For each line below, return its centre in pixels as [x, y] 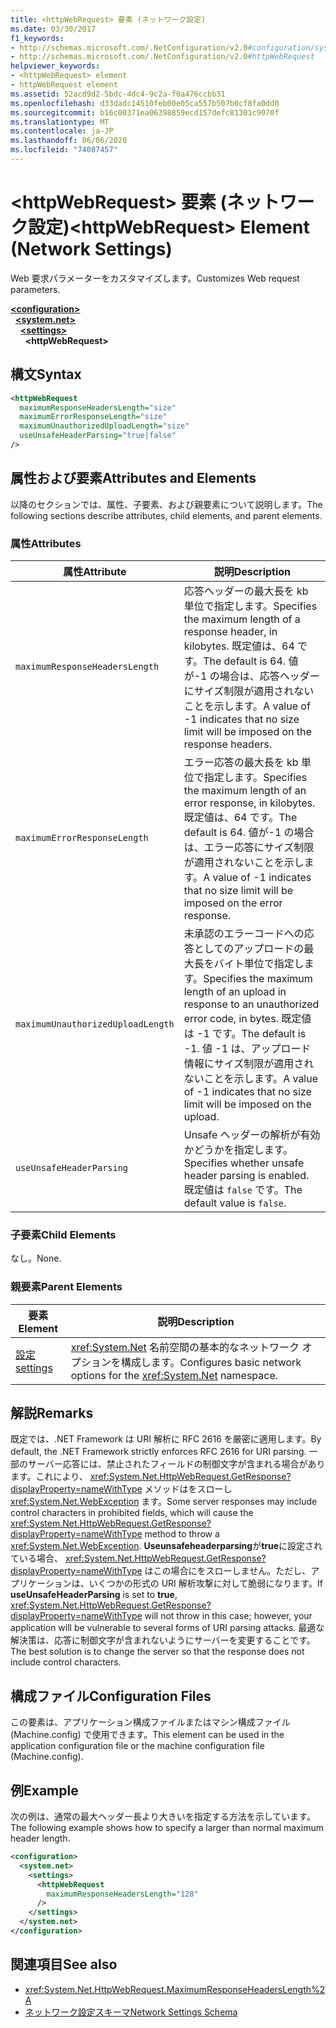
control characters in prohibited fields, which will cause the [132, 1513]
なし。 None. [36, 1258]
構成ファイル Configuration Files [111, 1696]
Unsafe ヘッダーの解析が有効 [252, 1134]
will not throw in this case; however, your [228, 1616]
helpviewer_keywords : [55, 66]
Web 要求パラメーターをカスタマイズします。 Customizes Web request [155, 278]
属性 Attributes [46, 543]
